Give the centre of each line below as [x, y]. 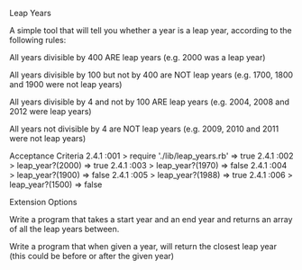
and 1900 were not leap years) [66, 84]
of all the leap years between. [64, 229]
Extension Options [43, 202]
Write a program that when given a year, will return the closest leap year [143, 246]
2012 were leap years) [50, 111]
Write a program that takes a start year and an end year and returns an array [151, 219]
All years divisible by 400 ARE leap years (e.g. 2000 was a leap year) [137, 57]
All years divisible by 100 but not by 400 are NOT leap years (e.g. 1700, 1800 [151, 75]
